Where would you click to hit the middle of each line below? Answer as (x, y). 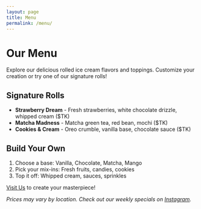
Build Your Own (36, 148)
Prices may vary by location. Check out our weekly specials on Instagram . (99, 199)
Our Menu (32, 53)
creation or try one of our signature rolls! (57, 76)
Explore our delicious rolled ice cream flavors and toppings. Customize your (101, 70)
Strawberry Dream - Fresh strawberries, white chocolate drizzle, (96, 110)
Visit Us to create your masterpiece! (51, 187)
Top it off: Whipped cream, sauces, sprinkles (71, 176)
